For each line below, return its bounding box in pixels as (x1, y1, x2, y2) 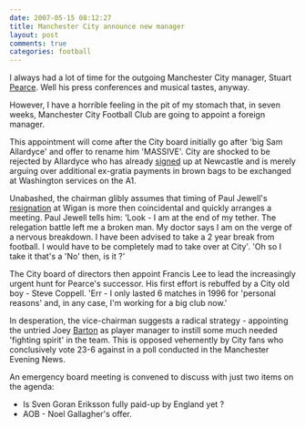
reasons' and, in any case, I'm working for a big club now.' (9, 298, 228, 309)
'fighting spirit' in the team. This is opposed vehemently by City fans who (9, 334, 284, 346)
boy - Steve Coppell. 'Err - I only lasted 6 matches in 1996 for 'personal (9, 288, 276, 299)
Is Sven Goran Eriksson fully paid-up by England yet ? (22, 399, 225, 410)
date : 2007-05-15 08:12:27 (9, 13, 112, 23)
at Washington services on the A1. (9, 175, 137, 187)
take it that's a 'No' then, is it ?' (9, 251, 126, 262)
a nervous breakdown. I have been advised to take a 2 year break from (9, 231, 275, 242)
